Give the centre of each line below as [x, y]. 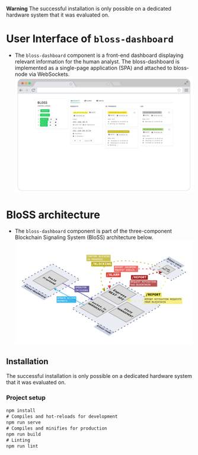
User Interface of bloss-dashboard [90, 39]
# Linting [18, 440]
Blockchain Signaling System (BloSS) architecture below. [84, 237]
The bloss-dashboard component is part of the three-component [93, 231]
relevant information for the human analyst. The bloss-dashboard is [97, 61]
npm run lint [22, 446]
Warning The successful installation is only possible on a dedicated [89, 9]
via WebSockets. [49, 74]
